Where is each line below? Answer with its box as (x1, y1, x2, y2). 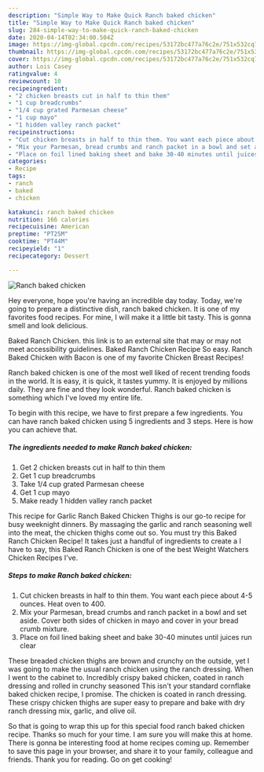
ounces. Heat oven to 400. (19, 598, 106, 609)
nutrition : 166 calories (8, 215, 90, 224)
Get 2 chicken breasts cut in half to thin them (19, 463, 166, 472)
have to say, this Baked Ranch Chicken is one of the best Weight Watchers (8, 544, 249, 554)
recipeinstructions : (8, 128, 76, 136)
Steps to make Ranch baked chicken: (8, 571, 132, 580)
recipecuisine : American (8, 223, 90, 231)
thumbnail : (8, 48, 44, 56)
